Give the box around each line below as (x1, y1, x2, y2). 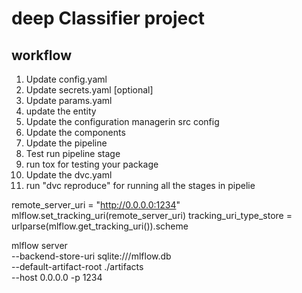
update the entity (25, 105, 97, 117)
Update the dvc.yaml (25, 169, 113, 181)
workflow (11, 47, 72, 64)
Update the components (25, 127, 126, 138)
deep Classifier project (11, 7, 206, 30)
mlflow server (11, 240, 68, 251)
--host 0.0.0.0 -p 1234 (11, 272, 103, 283)
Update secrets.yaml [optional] (25, 84, 154, 96)
